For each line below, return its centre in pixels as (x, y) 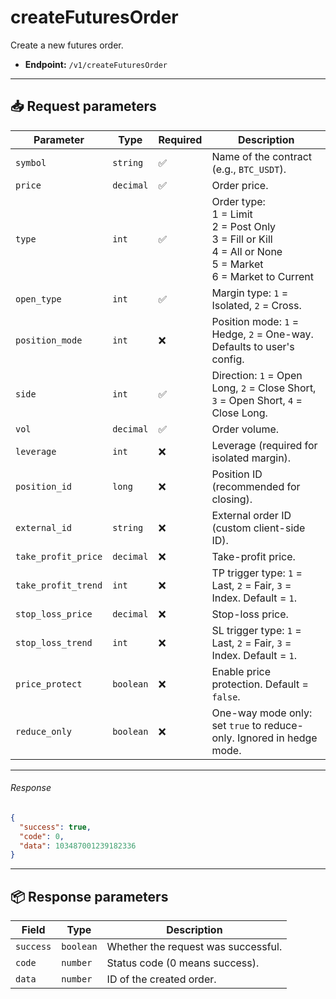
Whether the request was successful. (194, 947)
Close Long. (239, 413)
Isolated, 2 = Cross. (256, 305)
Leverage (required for (264, 445)
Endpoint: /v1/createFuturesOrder (96, 64)
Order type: (238, 201)
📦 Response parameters (89, 896)
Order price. (240, 185)
